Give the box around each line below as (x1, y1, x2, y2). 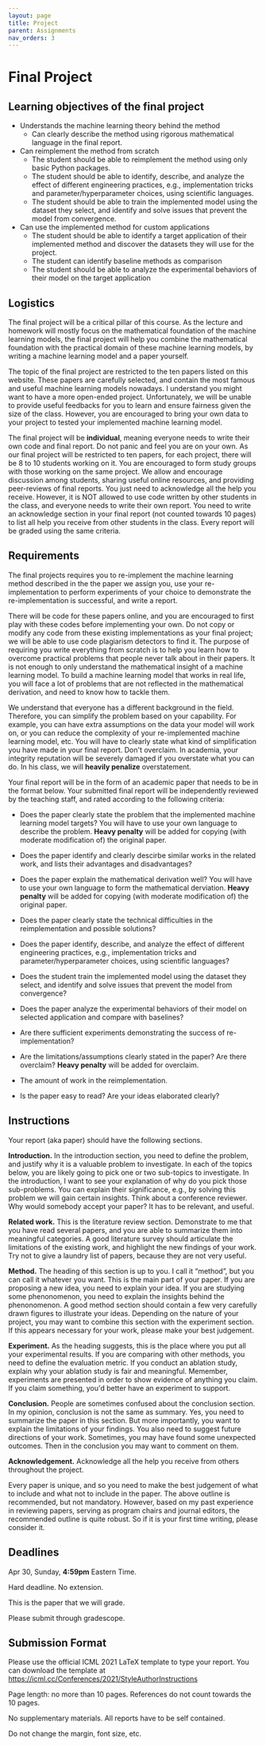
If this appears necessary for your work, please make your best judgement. (8, 1325, 254, 1335)
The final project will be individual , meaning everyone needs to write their (8, 433, 250, 443)
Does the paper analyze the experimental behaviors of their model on (19, 1004, 248, 1013)
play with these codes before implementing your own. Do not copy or (8, 619, 235, 629)
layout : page (8, 11, 52, 20)
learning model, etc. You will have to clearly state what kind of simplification (8, 736, 256, 746)
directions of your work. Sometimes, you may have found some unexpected (8, 1432, 256, 1442)
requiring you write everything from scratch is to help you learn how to (8, 644, 240, 654)
